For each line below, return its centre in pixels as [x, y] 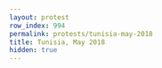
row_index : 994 [37, 26]
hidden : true [33, 50]
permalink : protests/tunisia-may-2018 [81, 34]
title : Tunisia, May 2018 [57, 42]
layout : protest [39, 17]
